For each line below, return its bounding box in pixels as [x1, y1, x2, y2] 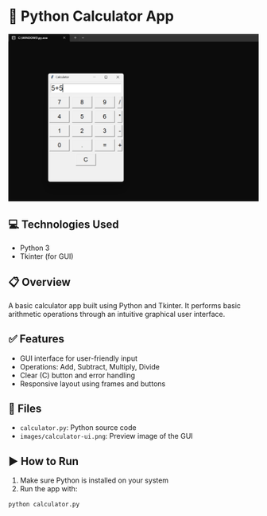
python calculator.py [8, 501, 80, 509]
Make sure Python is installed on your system [19, 475, 169, 485]
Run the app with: [19, 484, 78, 494]
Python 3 [19, 243, 50, 252]
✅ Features [8, 332, 65, 346]
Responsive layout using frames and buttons [19, 378, 166, 389]
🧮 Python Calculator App [8, 7, 175, 25]
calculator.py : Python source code [19, 423, 137, 432]
